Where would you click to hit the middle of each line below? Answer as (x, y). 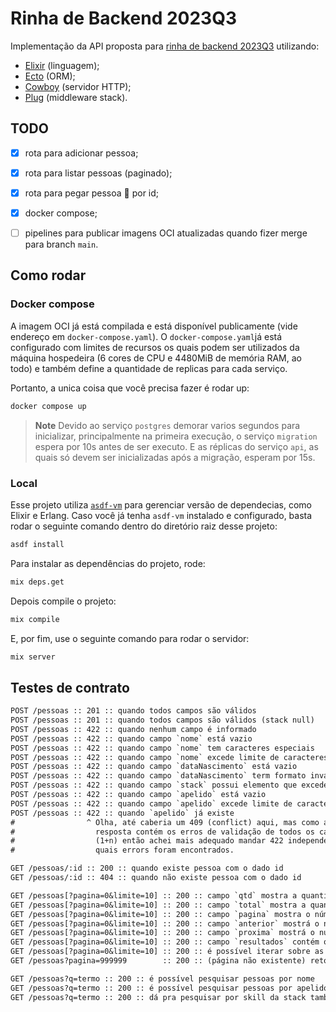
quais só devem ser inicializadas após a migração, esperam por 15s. (175, 457)
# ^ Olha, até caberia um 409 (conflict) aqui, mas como (165, 822)
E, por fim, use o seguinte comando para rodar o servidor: (130, 638)
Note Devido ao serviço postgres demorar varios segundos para (167, 425)
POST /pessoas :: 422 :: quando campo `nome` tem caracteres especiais (162, 748)
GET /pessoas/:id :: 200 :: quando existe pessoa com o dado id (147, 868)
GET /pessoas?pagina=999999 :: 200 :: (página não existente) (158, 961)
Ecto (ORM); (50, 76)
